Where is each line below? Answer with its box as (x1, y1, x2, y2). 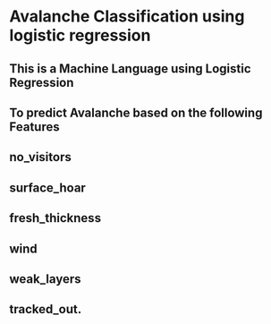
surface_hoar (9, 180, 87, 195)
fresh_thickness (9, 210, 101, 226)
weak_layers (9, 271, 81, 286)
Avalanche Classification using (9, 6, 245, 27)
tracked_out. (9, 302, 82, 317)
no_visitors (9, 149, 72, 165)
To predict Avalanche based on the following (9, 105, 263, 120)
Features (9, 119, 60, 134)
